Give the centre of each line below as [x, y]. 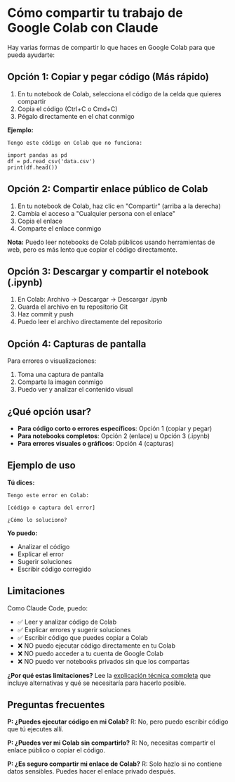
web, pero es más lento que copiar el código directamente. [92, 249]
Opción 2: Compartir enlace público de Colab [108, 189]
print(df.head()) [33, 167]
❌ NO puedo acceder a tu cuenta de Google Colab [90, 653]
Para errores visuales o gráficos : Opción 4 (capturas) [95, 443]
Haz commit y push [45, 314]
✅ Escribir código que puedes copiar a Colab [83, 637]
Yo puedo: [22, 533]
